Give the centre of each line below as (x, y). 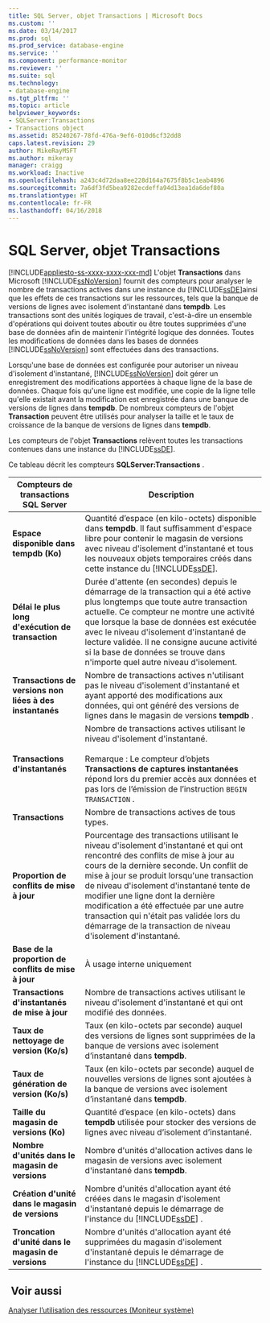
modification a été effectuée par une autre (164, 906)
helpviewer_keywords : (45, 114)
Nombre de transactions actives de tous (160, 812)
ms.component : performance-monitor (68, 61)
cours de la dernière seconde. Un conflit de (167, 866)
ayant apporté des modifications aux (154, 696)
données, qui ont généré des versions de (162, 705)
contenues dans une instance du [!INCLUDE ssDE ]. (92, 449)
